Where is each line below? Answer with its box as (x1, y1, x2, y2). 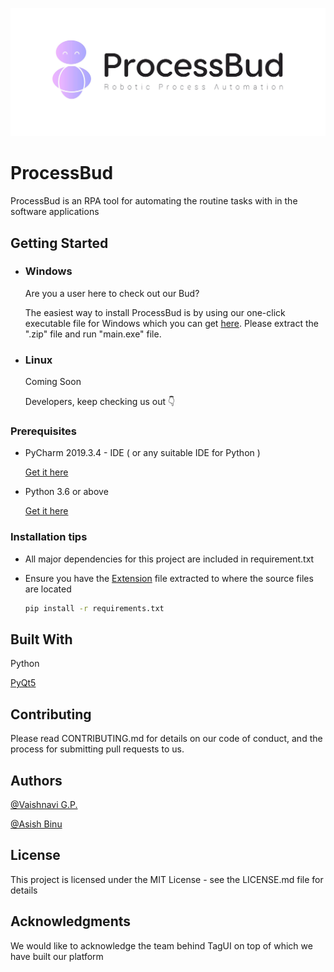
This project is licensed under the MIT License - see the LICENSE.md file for (10, 873, 324, 885)
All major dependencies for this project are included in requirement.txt (24, 553, 315, 565)
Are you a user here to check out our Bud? (24, 287, 200, 299)
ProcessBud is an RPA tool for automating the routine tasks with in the (10, 195, 298, 207)
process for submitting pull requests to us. (10, 743, 185, 755)
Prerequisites (10, 424, 77, 438)
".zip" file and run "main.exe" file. (24, 328, 162, 340)
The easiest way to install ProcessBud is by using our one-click (24, 306, 286, 318)
